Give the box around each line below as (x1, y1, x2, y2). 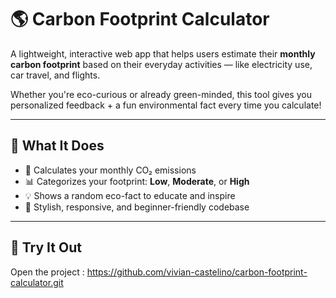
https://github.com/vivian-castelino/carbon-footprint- (86, 266, 308, 278)
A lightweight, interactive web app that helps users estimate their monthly (10, 47, 316, 60)
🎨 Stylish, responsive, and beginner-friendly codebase (24, 201, 250, 213)
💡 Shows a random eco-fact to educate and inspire (24, 189, 236, 201)
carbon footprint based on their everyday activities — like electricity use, (10, 58, 313, 70)
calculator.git (10, 276, 64, 288)
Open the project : (10, 266, 85, 278)
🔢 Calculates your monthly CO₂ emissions (24, 164, 197, 176)
